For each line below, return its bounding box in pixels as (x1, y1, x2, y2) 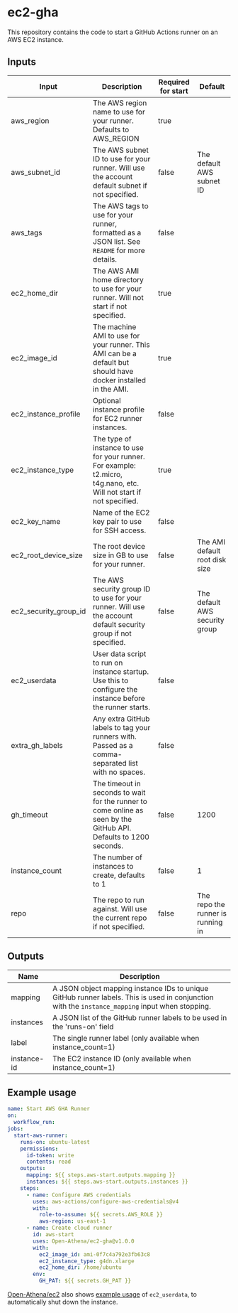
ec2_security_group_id (11, 606, 86, 616)
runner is (197, 908, 227, 918)
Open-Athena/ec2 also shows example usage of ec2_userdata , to (7, 1290, 197, 1298)
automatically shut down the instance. (7, 1298, 118, 1306)
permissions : (20, 1145, 59, 1152)
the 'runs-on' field (52, 1022, 114, 1031)
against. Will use (93, 904, 147, 913)
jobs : (7, 1125, 23, 1132)
